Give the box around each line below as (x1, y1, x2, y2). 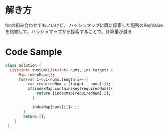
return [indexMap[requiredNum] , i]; (37, 91, 111, 96)
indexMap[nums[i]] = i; (32, 104, 80, 109)
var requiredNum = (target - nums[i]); (27, 81, 111, 87)
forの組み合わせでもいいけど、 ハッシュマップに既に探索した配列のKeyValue (5, 22, 163, 28)
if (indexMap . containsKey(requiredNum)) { (27, 86, 113, 91)
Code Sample (5, 46, 62, 58)
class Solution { (5, 63, 42, 68)
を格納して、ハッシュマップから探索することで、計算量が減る (5, 28, 132, 34)
